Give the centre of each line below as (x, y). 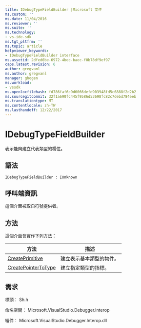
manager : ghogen (21, 78)
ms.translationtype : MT (29, 101)
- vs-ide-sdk (18, 37)
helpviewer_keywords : (27, 51)
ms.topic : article (24, 46)
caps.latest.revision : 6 (30, 64)
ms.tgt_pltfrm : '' (24, 42)
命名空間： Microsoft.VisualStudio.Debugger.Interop (57, 310)
